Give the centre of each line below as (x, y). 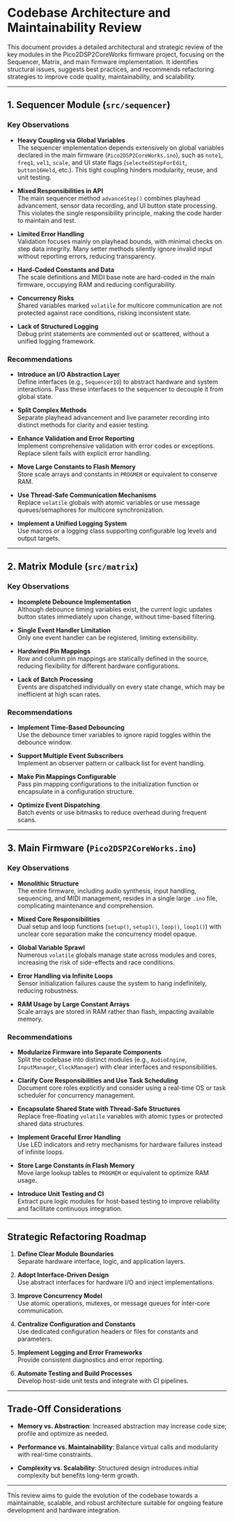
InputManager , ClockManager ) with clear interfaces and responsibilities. (117, 1067)
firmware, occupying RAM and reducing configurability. (96, 285)
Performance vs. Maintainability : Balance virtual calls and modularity (118, 1447)
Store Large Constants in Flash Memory (76, 1165)
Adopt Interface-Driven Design (63, 1275)
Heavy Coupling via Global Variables (71, 140)
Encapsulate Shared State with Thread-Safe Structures (99, 1108)
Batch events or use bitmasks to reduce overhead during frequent (112, 812)
